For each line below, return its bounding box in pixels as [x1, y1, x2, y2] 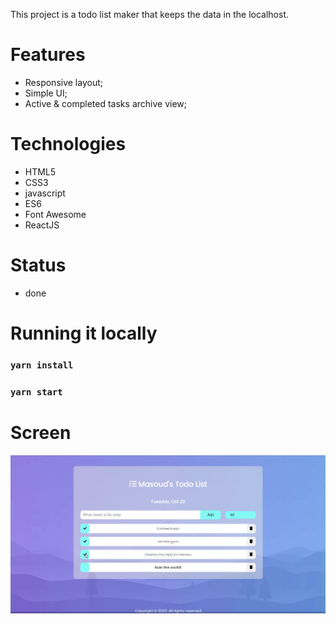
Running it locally [10, 322, 158, 344]
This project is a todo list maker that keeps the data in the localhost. [10, 9, 289, 20]
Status [10, 254, 67, 277]
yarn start [10, 386, 63, 398]
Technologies [10, 133, 127, 156]
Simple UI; [24, 87, 68, 99]
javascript [24, 187, 66, 199]
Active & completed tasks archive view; [24, 97, 187, 109]
